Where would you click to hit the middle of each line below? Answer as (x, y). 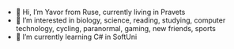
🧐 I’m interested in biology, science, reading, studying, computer (121, 20)
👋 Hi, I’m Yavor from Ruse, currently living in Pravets (100, 12)
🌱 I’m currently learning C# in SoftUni (76, 37)
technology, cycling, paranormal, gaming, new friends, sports (115, 28)
